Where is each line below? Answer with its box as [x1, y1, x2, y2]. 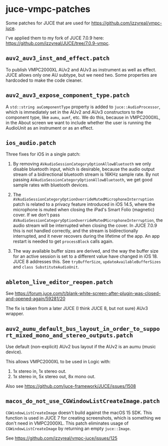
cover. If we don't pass [12, 212, 60, 218]
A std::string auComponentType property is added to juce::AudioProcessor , [5, 104, 161, 110]
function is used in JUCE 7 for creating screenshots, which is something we [5, 415, 161, 421]
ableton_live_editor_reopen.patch [5, 278, 113, 286]
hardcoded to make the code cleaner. [5, 77, 83, 83]
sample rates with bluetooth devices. [12, 182, 89, 188]
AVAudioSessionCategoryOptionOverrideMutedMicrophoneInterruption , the [12, 217, 163, 223]
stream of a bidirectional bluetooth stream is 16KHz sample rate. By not [12, 171, 159, 177]
